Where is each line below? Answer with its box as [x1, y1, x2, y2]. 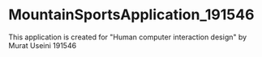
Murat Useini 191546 [8, 40, 77, 50]
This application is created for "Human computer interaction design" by [8, 32, 247, 42]
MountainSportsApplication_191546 [8, 6, 255, 24]
